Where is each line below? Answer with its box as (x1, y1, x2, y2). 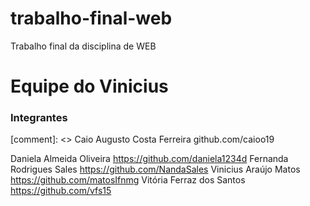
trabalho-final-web (10, 7, 173, 30)
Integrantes (10, 111, 68, 125)
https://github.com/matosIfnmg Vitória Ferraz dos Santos (10, 174, 246, 186)
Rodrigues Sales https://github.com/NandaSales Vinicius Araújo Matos (10, 163, 301, 176)
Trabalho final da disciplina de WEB (10, 40, 157, 52)
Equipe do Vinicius (10, 75, 169, 98)
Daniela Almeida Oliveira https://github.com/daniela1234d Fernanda (10, 153, 289, 165)
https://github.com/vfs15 (10, 185, 112, 197)
